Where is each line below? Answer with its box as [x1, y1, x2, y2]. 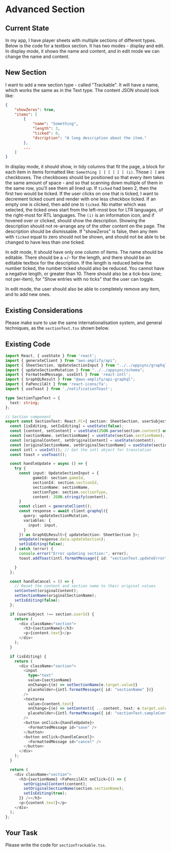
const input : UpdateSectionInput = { [18, 471, 99, 476]
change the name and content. [5, 53, 70, 60]
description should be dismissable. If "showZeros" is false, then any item [5, 228, 158, 234]
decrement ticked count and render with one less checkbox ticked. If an [5, 196, 156, 202]
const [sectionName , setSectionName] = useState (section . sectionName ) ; [10, 433, 165, 438]
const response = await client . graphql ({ [18, 509, 108, 514]
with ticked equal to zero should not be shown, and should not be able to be [5, 234, 165, 240]
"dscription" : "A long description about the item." [32, 135, 147, 140]
